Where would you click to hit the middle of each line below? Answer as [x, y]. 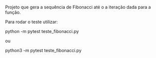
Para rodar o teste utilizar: [31, 22]
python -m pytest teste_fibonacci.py [42, 31]
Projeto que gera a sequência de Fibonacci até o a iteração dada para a [78, 7]
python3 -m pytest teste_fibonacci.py [43, 50]
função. [13, 12]
